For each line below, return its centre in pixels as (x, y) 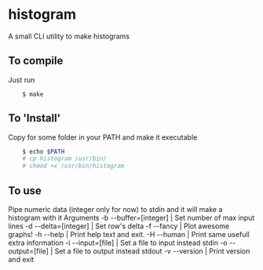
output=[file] (29, 251)
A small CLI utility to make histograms (69, 36)
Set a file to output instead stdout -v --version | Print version (152, 251)
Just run (22, 79)
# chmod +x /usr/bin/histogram (73, 166)
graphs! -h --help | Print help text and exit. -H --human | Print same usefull (129, 234)
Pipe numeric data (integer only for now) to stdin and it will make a (115, 209)
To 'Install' (35, 118)
